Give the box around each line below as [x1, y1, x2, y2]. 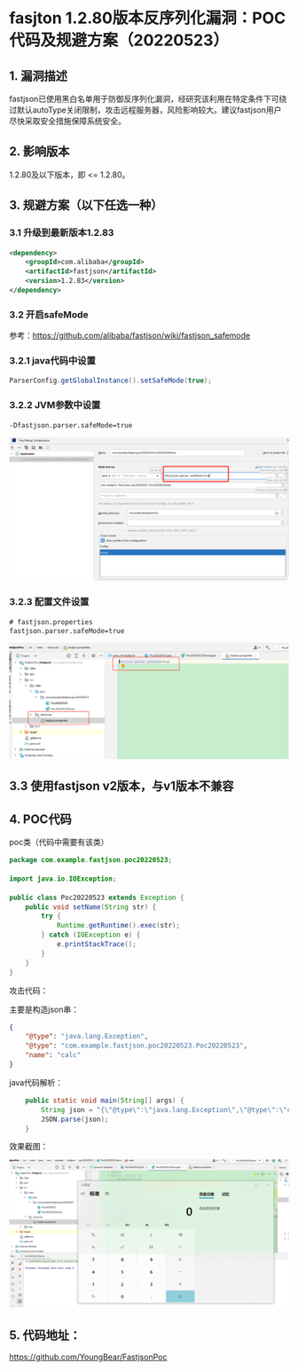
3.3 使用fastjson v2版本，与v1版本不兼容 [9, 779, 234, 794]
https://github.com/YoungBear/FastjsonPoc [9, 1351, 168, 1362]
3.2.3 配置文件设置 [9, 596, 90, 608]
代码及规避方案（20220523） [9, 30, 229, 51]
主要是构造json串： [9, 1004, 80, 1015]
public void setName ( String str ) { [25, 902, 157, 912]
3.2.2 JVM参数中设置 [9, 399, 101, 411]
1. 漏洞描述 [9, 68, 68, 83]
